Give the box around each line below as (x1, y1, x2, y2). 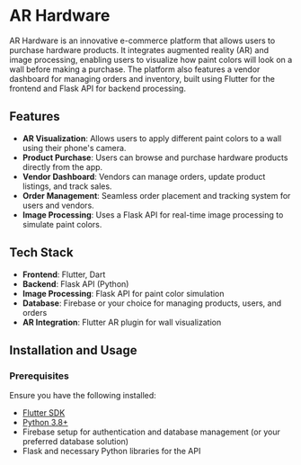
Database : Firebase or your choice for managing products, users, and (22, 298, 281, 309)
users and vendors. (22, 200, 94, 210)
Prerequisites (9, 370, 69, 382)
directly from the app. (22, 161, 103, 172)
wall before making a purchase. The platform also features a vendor (9, 64, 261, 75)
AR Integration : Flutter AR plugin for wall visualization (22, 317, 222, 327)
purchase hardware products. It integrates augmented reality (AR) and (9, 44, 270, 55)
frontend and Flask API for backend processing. (9, 83, 187, 94)
